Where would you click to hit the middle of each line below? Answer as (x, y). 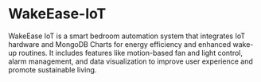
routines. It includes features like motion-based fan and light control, (131, 53)
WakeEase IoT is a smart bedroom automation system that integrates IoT (127, 36)
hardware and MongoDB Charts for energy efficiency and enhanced (120, 44)
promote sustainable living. (53, 69)
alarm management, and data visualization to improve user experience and (130, 61)
